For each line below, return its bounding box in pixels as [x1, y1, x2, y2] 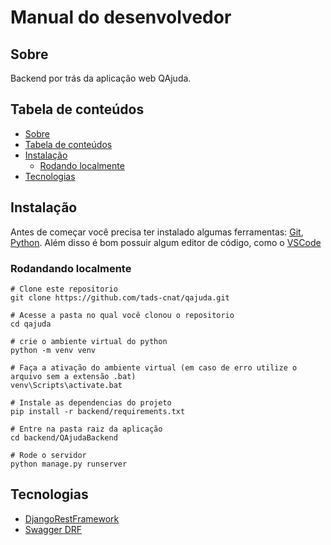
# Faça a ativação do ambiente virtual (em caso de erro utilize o [10, 362, 298, 373]
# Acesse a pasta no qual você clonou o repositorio [10, 310, 235, 320]
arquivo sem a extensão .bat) [10, 371, 137, 381]
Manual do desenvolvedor [10, 6, 232, 29]
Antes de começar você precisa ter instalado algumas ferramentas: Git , [10, 226, 304, 238]
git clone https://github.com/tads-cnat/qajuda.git [10, 292, 230, 303]
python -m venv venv [10, 345, 97, 355]
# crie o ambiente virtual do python [10, 336, 168, 346]
